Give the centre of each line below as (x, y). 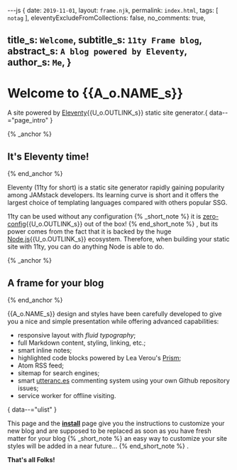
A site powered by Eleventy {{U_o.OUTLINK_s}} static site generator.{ (108, 113)
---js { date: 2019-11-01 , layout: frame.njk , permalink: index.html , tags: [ (113, 10)
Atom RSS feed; (41, 365)
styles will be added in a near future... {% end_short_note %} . (98, 446)
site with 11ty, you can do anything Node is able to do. (86, 247)
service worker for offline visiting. (67, 395)
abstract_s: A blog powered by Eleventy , (97, 52)
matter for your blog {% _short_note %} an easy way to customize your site (117, 438)
